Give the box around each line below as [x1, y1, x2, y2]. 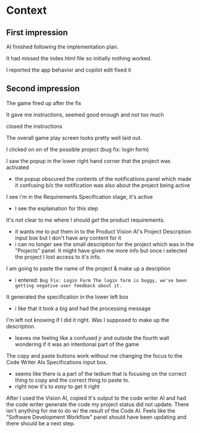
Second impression [6, 84, 80, 94]
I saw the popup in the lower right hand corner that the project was [6, 157, 171, 164]
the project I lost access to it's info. [14, 253, 101, 260]
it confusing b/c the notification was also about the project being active [14, 182, 190, 189]
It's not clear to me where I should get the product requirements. [6, 216, 165, 223]
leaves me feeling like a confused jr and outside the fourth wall [14, 334, 170, 341]
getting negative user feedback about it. [14, 282, 122, 288]
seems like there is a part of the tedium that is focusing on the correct [14, 370, 187, 377]
